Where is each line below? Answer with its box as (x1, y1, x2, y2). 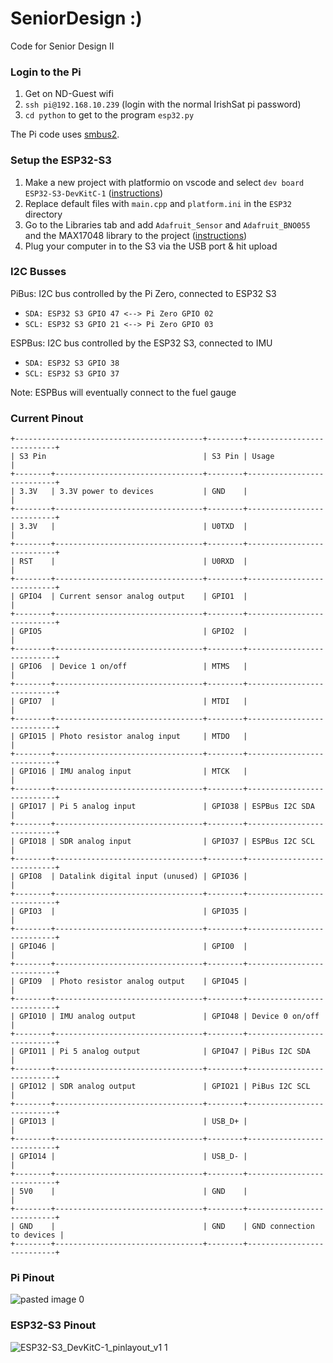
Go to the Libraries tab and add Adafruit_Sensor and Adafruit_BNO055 (24, 218, 311, 231)
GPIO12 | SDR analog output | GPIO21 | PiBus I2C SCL (19, 1082, 311, 1092)
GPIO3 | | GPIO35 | (19, 907, 248, 917)
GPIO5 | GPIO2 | (19, 627, 248, 637)
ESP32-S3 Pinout (10, 1318, 97, 1332)
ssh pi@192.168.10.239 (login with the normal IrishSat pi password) (24, 98, 302, 111)
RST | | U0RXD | (19, 557, 248, 567)
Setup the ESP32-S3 (10, 153, 112, 167)
